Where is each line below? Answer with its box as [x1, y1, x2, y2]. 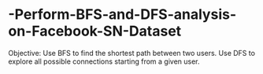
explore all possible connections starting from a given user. [8, 57, 200, 66]
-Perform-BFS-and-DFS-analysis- [8, 6, 237, 24]
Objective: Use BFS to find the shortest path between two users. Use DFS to [8, 48, 256, 57]
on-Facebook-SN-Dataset [8, 22, 182, 40]
